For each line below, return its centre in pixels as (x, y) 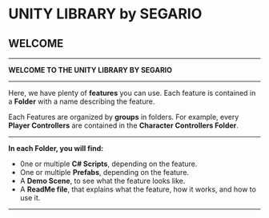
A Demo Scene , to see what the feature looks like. (102, 181)
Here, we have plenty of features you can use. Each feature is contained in (132, 93)
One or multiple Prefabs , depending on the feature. (104, 172)
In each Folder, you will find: (56, 148)
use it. (30, 198)
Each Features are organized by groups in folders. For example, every (124, 117)
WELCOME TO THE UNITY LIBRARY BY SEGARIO (90, 70)
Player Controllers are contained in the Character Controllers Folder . (123, 125)
